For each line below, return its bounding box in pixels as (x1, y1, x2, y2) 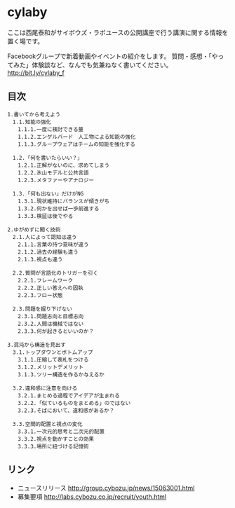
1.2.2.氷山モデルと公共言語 (17, 169, 89, 176)
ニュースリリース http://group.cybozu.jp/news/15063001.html (17, 483, 195, 492)
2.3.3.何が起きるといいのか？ (17, 327, 95, 335)
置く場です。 (7, 36, 44, 46)
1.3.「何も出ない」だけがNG (12, 190, 84, 197)
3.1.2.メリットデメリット (17, 364, 84, 371)
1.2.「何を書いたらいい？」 (12, 154, 83, 161)
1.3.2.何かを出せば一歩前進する (17, 205, 100, 212)
